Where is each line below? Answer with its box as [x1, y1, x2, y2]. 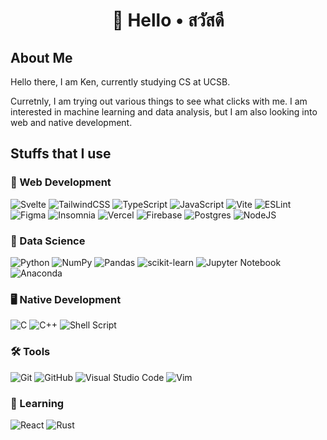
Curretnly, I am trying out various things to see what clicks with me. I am [10, 95, 308, 107]
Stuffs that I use [10, 145, 112, 163]
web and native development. [10, 117, 133, 128]
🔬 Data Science [10, 234, 86, 248]
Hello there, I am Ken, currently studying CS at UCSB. [10, 76, 231, 88]
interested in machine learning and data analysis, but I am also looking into [10, 106, 318, 118]
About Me [10, 49, 73, 66]
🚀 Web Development [10, 175, 112, 189]
